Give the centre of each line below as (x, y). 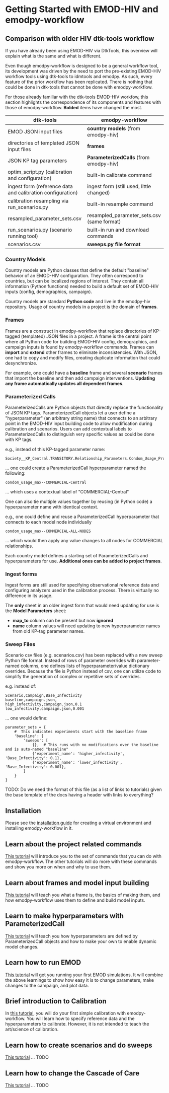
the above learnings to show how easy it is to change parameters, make (80, 980)
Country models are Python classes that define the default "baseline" (77, 270)
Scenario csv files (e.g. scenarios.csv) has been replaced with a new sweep (84, 655)
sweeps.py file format (114, 244)
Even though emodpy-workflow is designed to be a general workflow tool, (82, 66)
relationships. (19, 546)
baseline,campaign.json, (31, 700)
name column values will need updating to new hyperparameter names (86, 626)
